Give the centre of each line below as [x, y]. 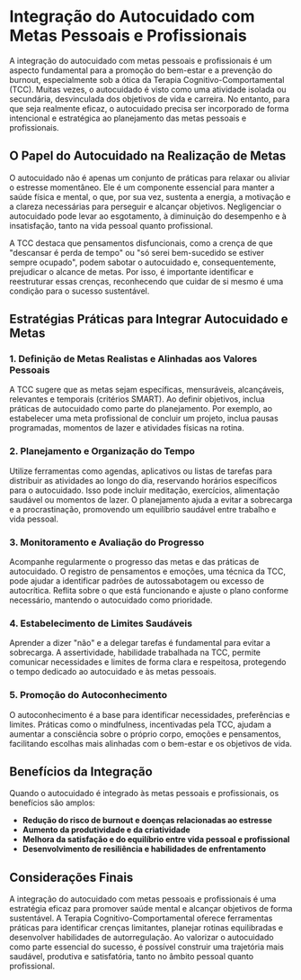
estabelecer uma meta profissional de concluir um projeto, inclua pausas [144, 418]
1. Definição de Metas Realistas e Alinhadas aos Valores [133, 359]
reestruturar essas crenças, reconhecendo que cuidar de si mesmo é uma [146, 281]
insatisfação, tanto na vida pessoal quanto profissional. [111, 225]
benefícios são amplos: [53, 803]
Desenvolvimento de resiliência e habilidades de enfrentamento [144, 849]
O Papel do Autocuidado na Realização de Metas [148, 156]
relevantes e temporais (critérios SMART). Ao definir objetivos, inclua [137, 399]
